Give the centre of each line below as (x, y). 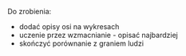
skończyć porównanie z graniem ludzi (81, 43)
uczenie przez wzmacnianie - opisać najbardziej (99, 35)
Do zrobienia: (30, 11)
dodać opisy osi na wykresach (69, 26)
